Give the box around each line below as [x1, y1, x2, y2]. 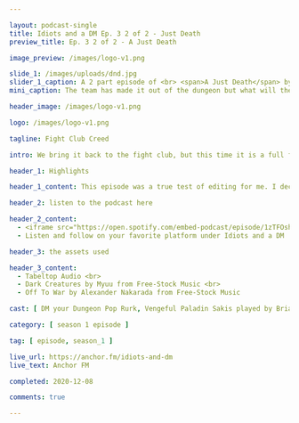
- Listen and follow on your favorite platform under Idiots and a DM [17, 231, 285, 240]
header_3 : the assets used [9, 247, 109, 256]
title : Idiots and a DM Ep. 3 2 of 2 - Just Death [9, 28, 201, 38]
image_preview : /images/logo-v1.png [9, 53, 145, 62]
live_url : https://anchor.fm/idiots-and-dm [9, 353, 174, 362]
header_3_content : [9, 264, 77, 273]
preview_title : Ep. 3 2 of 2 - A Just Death [9, 37, 177, 46]
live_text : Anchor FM [9, 361, 90, 370]
